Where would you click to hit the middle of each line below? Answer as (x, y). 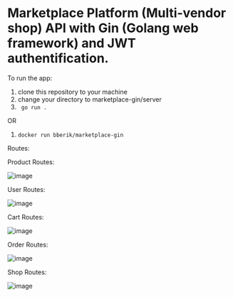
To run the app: (30, 78)
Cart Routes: (26, 217)
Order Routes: (28, 244)
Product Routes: (31, 162)
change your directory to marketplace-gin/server (89, 99)
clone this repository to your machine (73, 92)
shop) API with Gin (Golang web (103, 28)
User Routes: (26, 189)
